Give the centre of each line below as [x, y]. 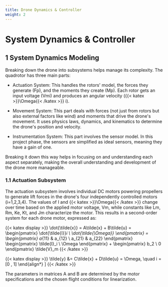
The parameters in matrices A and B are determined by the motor [72, 273]
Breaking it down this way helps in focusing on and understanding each [79, 157]
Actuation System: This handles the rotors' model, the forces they [80, 85]
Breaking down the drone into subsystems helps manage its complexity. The [84, 70]
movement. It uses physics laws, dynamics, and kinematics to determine [87, 121]
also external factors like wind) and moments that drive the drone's [82, 116]
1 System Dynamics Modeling [52, 58]
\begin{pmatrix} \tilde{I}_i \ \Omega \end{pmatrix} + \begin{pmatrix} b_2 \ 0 [83, 243]
